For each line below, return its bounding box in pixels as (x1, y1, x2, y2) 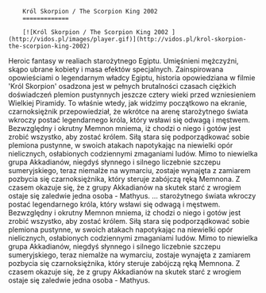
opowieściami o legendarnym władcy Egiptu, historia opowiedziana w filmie (8, 73, 256, 83)
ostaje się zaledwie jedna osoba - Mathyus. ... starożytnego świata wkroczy (8, 191, 256, 200)
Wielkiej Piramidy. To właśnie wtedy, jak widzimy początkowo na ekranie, (8, 98, 248, 107)
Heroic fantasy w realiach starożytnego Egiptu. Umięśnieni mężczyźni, (8, 56, 239, 65)
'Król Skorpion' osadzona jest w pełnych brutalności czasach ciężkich (8, 82, 237, 91)
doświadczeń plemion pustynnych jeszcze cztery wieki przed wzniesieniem (8, 90, 256, 99)
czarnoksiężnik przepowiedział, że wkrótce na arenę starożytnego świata (8, 107, 249, 116)
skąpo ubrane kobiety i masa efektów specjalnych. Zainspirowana (8, 64, 224, 74)
